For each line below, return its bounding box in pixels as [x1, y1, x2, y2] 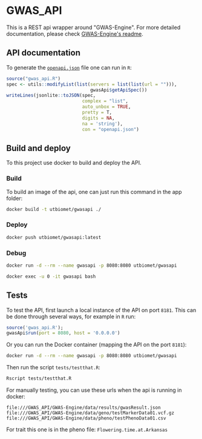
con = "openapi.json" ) [82, 126, 139, 132]
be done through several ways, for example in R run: [6, 313, 136, 320]
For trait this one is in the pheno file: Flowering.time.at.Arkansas [6, 426, 168, 434]
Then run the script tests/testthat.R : [6, 364, 101, 371]
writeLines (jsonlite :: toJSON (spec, [6, 92, 96, 99]
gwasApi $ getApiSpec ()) [90, 87, 148, 93]
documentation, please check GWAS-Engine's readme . [6, 30, 143, 37]
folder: [6, 195, 23, 202]
